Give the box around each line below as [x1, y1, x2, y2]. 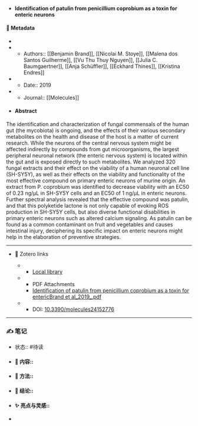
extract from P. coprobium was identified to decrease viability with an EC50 [6, 183, 190, 190]
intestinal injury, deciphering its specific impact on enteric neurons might [6, 227, 183, 234]
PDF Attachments [32, 281, 75, 287]
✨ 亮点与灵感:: [14, 402, 50, 409]
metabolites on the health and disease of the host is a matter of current [6, 133, 179, 140]
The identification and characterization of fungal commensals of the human [6, 121, 190, 127]
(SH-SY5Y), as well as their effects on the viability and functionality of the [6, 171, 185, 178]
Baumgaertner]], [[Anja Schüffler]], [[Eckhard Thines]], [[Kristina [23, 63, 181, 70]
